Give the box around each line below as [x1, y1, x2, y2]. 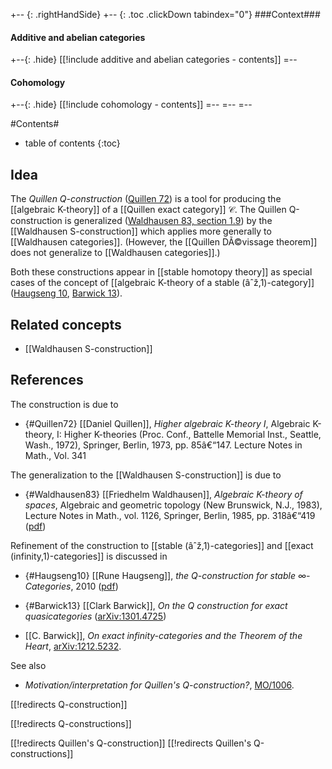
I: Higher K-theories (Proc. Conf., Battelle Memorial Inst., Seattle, [56, 428, 322, 440]
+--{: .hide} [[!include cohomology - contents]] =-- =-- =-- [10, 99, 253, 111]
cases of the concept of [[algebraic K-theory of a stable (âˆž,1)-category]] [10, 277, 315, 289]
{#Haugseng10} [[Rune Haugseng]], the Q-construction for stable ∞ [24, 569, 307, 581]
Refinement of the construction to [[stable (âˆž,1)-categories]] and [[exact [10, 539, 314, 551]
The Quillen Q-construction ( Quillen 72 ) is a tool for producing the [10, 193, 282, 205]
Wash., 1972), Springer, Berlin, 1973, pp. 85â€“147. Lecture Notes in [24, 439, 303, 451]
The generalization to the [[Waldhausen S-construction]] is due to [10, 469, 282, 481]
